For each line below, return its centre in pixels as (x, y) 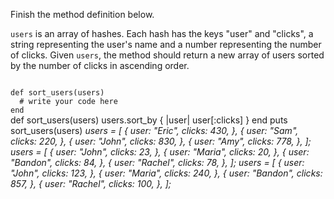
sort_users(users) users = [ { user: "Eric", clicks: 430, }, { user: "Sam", (154, 130)
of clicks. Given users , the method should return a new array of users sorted (167, 55)
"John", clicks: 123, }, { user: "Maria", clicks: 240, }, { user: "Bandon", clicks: (166, 173)
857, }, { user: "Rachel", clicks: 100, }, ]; (91, 183)
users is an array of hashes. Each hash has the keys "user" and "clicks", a (162, 33)
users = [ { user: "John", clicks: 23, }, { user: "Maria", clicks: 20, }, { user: (160, 152)
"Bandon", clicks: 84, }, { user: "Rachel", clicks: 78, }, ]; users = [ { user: (157, 162)
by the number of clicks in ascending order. (100, 65)
